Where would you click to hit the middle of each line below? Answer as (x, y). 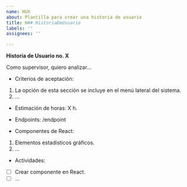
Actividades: (30, 160)
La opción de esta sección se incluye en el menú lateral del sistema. (98, 90)
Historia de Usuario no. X (38, 56)
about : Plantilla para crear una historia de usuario (74, 17)
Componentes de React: (44, 131)
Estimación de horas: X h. (46, 108)
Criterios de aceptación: (44, 79)
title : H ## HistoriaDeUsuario (44, 23)
